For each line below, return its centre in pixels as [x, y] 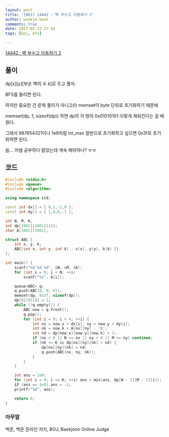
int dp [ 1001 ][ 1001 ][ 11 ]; [31, 226]
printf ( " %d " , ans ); [35, 389]
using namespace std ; [28, 198]
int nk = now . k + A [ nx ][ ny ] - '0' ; [70, 329]
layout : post [19, 10]
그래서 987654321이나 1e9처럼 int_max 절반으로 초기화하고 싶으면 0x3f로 [78, 133]
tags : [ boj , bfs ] [24, 33]
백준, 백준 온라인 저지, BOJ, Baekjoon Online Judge [57, 429]
